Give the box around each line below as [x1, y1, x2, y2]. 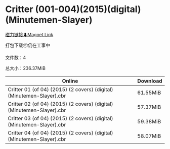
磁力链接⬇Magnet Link [5, 31, 54, 37]
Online [62, 77, 78, 84]
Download [137, 77, 162, 84]
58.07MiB [137, 132, 161, 139]
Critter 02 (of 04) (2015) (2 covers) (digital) [8, 100, 113, 107]
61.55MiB [137, 89, 161, 96]
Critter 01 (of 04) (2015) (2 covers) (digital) [8, 86, 113, 93]
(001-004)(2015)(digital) [35, 4, 141, 15]
